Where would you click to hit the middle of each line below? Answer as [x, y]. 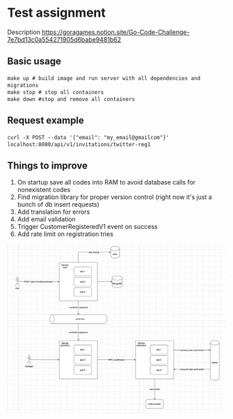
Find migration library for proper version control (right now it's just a [114, 197]
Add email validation [47, 219]
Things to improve [48, 165]
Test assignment [56, 13]
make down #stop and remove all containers [71, 99]
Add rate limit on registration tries [65, 234]
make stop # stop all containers [56, 92]
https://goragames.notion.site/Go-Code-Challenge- [115, 32]
